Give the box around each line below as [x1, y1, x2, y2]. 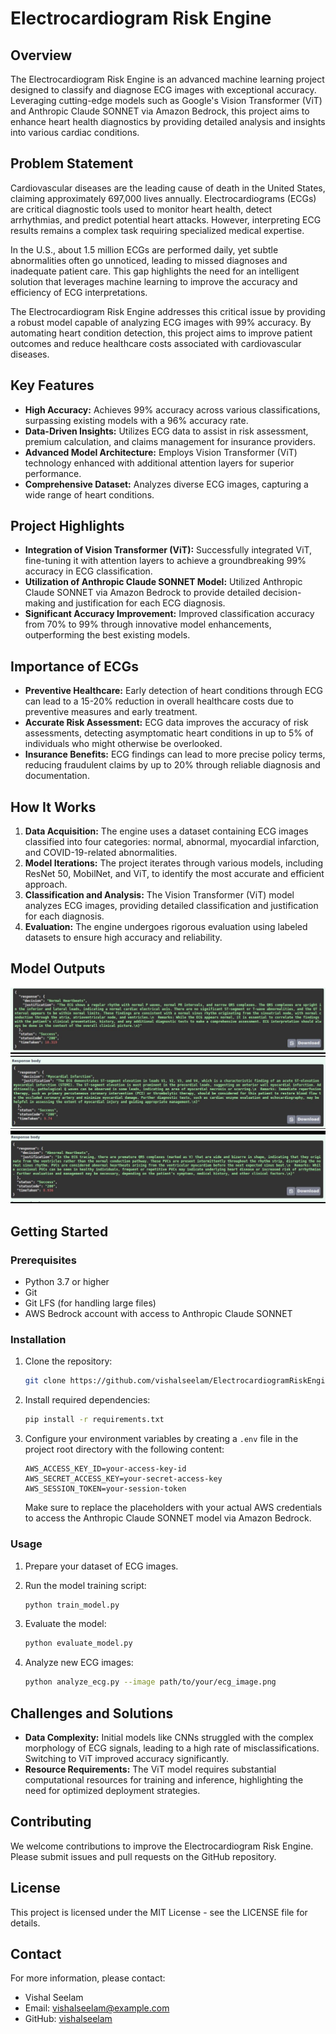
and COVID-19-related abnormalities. [24, 847, 178, 859]
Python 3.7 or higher [24, 1276, 110, 1288]
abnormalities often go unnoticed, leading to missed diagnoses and [10, 254, 288, 266]
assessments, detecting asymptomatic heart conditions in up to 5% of [24, 727, 314, 739]
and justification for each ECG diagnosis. [57, 597, 226, 609]
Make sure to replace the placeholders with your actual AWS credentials [24, 1502, 323, 1514]
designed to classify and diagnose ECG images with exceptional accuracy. [10, 84, 317, 96]
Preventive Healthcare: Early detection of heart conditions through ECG [24, 685, 323, 697]
